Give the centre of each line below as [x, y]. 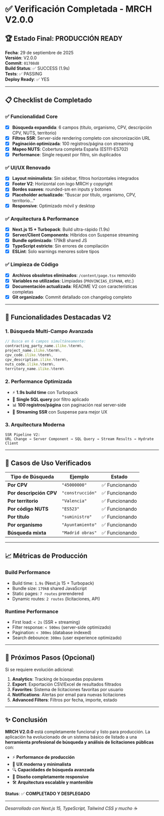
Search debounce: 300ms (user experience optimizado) [67, 638]
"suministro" [77, 517]
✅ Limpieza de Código [32, 265]
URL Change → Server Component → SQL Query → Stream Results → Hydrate [79, 439]
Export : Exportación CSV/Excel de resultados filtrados [67, 684]
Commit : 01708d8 [22, 63]
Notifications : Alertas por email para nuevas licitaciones [69, 694]
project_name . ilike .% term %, [34, 351]
